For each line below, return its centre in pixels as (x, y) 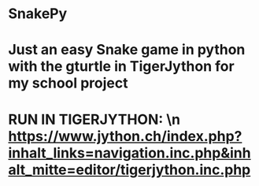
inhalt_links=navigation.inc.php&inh (129, 153)
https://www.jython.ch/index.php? (125, 136)
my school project (68, 83)
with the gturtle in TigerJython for (121, 67)
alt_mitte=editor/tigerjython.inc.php (129, 169)
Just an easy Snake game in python (127, 50)
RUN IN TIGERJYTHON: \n (94, 119)
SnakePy (38, 14)
